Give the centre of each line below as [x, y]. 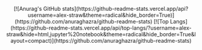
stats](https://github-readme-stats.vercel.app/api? [125, 9]
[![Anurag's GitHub [37, 9]
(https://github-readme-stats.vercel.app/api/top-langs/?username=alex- [101, 28]
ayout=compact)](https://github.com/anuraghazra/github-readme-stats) [101, 41]
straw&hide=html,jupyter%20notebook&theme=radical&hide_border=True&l [101, 34]
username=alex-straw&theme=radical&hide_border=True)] [101, 15]
